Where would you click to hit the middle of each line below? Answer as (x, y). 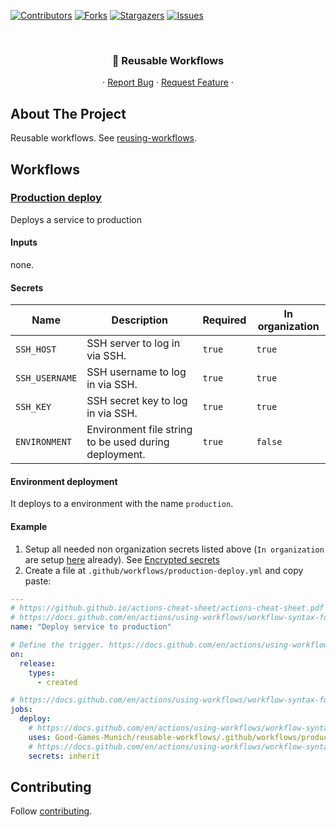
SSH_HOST (36, 349)
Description (140, 320)
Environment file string (139, 430)
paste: (38, 581)
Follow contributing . (51, 811)
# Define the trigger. (57, 645)
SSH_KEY (33, 407)
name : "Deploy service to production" (91, 627)
